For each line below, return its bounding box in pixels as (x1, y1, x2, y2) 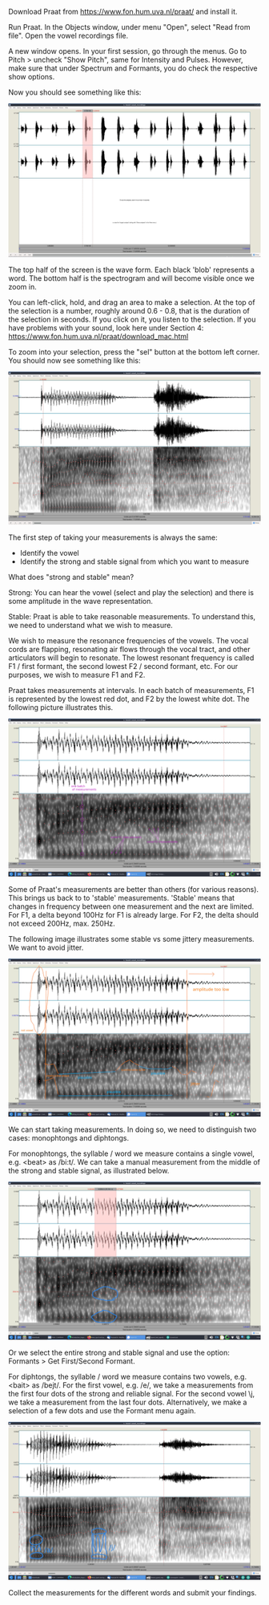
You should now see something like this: (8, 355, 141, 365)
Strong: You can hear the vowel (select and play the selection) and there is (8, 587, 255, 597)
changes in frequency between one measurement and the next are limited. (8, 902, 255, 911)
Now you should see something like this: (8, 87, 142, 97)
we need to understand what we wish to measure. (8, 620, 174, 630)
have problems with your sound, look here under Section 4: (8, 322, 204, 332)
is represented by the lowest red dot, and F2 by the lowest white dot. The (8, 694, 250, 703)
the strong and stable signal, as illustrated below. (8, 1165, 170, 1175)
